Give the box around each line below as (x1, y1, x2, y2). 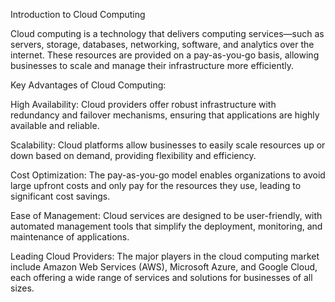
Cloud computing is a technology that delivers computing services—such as (10, 28, 325, 39)
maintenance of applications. (10, 231, 130, 243)
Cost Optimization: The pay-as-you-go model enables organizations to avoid (10, 169, 326, 181)
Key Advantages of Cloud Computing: (10, 79, 167, 91)
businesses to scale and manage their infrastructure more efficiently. (10, 60, 294, 71)
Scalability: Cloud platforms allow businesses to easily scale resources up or (10, 139, 326, 151)
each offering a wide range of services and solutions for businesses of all (10, 272, 313, 283)
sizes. (10, 282, 35, 294)
